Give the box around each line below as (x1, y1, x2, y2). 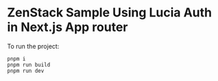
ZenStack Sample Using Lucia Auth (7, 5, 213, 21)
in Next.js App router (7, 19, 128, 35)
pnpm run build (7, 61, 51, 68)
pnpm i (7, 55, 26, 62)
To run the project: (7, 42, 60, 50)
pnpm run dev (7, 67, 45, 74)
